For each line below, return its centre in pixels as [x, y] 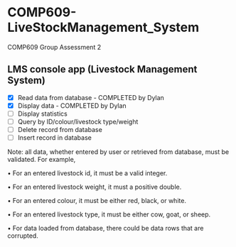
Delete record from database [60, 130]
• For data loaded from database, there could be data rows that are [106, 229]
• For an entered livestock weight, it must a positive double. [95, 187]
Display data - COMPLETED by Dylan [72, 105]
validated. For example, [42, 160]
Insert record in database [55, 138]
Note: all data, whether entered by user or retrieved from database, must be [118, 152]
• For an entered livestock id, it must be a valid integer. [87, 173]
